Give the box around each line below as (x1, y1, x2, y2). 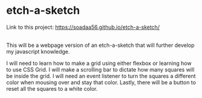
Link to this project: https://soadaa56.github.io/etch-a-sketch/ (6, 23, 160, 31)
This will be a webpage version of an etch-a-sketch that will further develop (6, 41, 195, 49)
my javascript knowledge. (6, 47, 71, 55)
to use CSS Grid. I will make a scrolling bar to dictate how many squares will (6, 66, 195, 73)
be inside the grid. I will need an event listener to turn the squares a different (6, 72, 196, 79)
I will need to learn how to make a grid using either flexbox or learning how (6, 60, 192, 67)
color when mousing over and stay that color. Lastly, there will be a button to (6, 79, 196, 86)
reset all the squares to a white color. (6, 85, 98, 92)
